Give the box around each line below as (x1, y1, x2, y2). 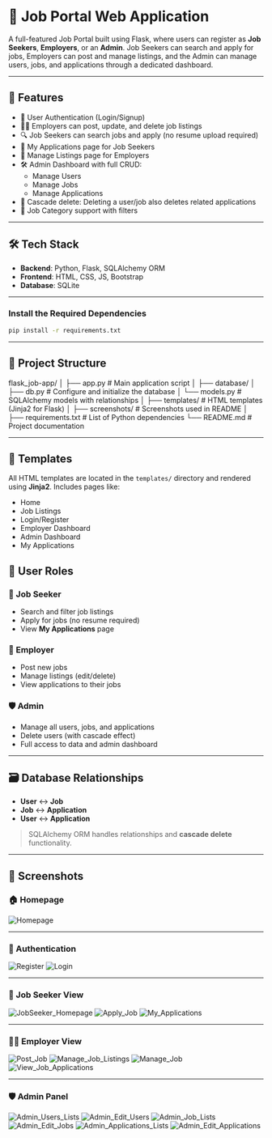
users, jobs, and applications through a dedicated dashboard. (8, 60, 214, 70)
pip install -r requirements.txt (8, 326, 121, 334)
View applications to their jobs (19, 680, 121, 690)
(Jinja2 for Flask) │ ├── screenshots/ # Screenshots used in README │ (8, 404, 249, 414)
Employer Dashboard (19, 524, 91, 533)
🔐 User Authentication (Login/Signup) (19, 113, 146, 122)
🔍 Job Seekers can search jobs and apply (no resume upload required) (19, 130, 259, 140)
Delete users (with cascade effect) (19, 730, 136, 740)
